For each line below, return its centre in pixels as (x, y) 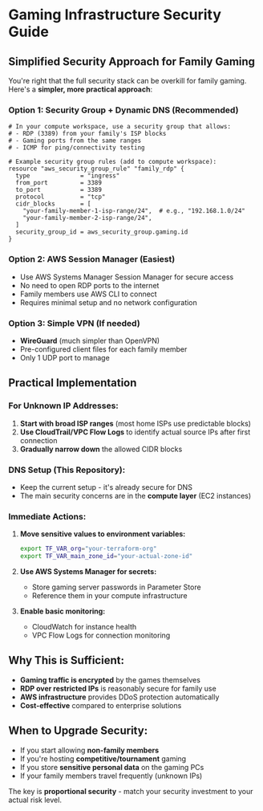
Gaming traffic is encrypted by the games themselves (110, 679)
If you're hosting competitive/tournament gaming (103, 758)
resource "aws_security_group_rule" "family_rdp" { (96, 169)
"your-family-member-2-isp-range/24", (87, 218)
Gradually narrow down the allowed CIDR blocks (101, 449)
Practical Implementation (73, 383)
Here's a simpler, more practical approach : (81, 89)
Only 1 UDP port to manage (65, 357)
